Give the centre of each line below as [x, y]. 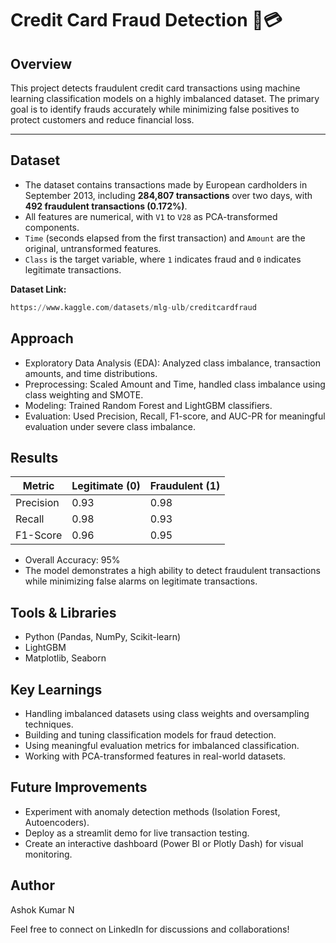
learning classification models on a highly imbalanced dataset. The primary [165, 98]
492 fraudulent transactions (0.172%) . [106, 206]
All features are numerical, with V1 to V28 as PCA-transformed [151, 216]
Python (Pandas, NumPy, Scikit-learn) [103, 637]
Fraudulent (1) [185, 486]
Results [34, 457]
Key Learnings [56, 689]
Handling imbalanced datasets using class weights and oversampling [167, 713]
